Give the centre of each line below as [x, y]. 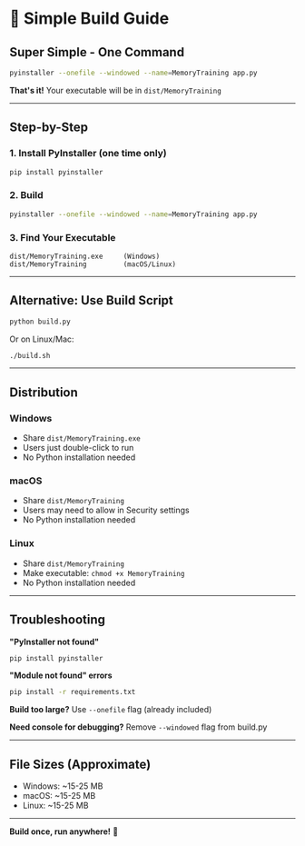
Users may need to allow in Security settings [106, 510]
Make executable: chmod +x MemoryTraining [103, 572]
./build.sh [30, 355]
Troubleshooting [58, 620]
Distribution [44, 392]
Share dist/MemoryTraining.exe [81, 438]
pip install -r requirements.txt [73, 692]
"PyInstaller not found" [54, 642]
